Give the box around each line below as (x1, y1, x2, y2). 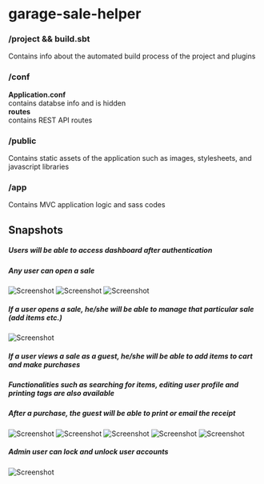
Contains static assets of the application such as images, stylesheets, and (8, 154, 252, 163)
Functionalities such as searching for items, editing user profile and (8, 380, 239, 390)
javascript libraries (8, 162, 70, 172)
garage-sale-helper (8, 5, 142, 23)
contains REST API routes (8, 115, 93, 125)
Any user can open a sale (8, 266, 95, 275)
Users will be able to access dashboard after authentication (8, 246, 213, 255)
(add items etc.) (8, 313, 62, 322)
